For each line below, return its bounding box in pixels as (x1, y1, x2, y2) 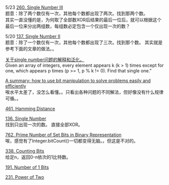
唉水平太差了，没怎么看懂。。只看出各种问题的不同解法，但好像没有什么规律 (5, 89, 164, 95)
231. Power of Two (5, 174, 44, 180)
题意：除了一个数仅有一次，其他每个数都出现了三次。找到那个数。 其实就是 (5, 39, 163, 45)
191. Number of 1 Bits (5, 164, 49, 170)
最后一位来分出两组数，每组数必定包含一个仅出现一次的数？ (5, 23, 130, 29)
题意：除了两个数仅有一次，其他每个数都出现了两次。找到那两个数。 (5, 10, 148, 16)
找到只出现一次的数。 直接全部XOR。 (5, 122, 83, 127)
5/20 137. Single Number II (5, 33, 61, 39)
